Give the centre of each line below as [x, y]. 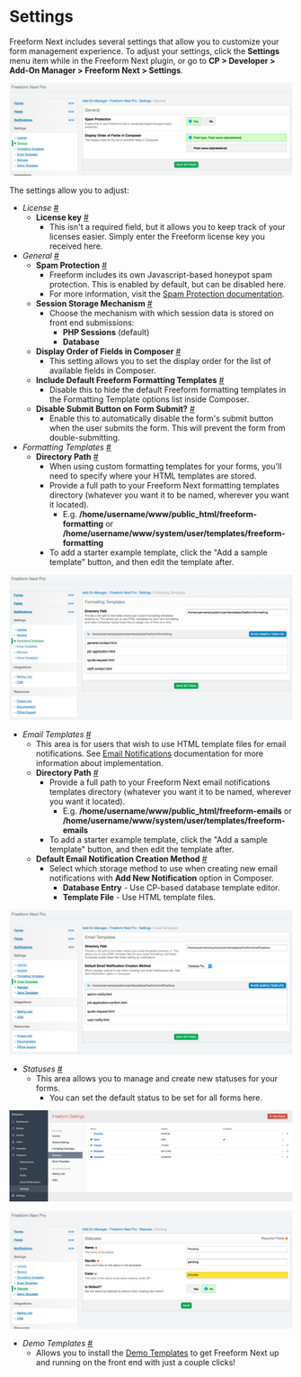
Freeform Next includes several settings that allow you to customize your [144, 41]
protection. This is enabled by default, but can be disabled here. [168, 285]
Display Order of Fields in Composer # [108, 351]
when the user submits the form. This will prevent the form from [167, 428]
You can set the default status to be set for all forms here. [156, 1098]
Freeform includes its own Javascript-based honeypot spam [160, 275]
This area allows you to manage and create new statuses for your [157, 1079]
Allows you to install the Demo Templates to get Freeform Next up [157, 1353]
